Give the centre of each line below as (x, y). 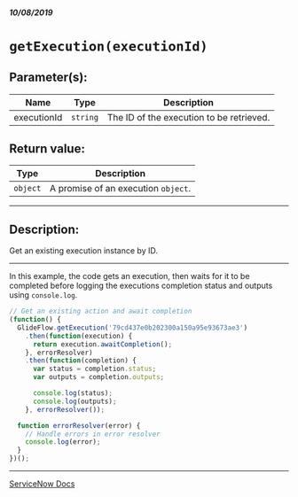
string (85, 117)
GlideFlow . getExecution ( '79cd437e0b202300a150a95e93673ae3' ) (133, 328)
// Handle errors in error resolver (93, 434)
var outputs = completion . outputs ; (98, 377)
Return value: (47, 148)
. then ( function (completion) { (81, 361)
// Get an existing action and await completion (101, 311)
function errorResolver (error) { (79, 425)
